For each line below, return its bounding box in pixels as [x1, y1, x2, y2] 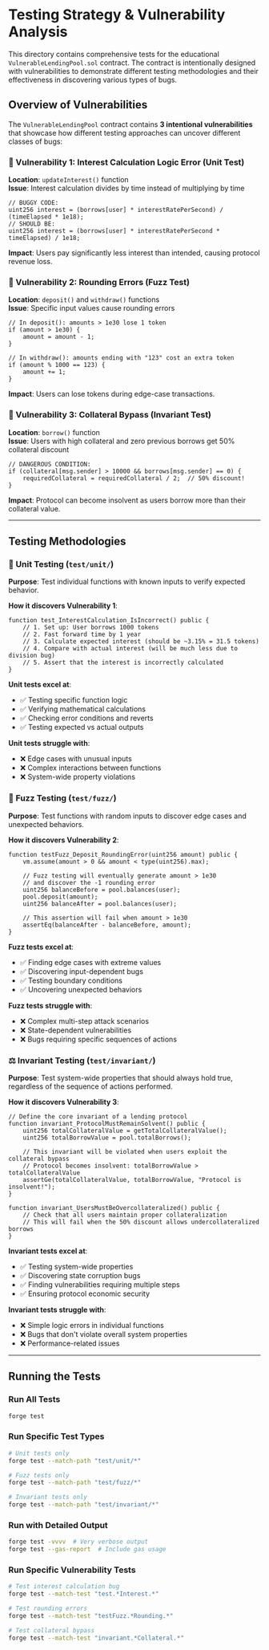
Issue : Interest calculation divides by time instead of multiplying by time [8, 183, 245, 194]
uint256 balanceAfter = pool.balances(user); [22, 899, 178, 908]
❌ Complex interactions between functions [19, 763, 162, 772]
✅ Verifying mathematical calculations [19, 704, 147, 714]
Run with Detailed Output [8, 1519, 108, 1530]
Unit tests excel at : [8, 680, 72, 690]
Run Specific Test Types [8, 1431, 105, 1442]
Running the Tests [8, 1370, 102, 1383]
